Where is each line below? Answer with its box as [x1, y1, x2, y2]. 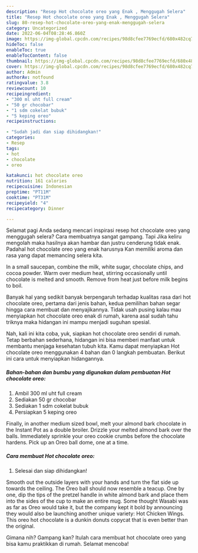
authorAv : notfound [6, 74, 54, 80]
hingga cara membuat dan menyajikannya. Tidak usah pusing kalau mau [6, 306, 181, 313]
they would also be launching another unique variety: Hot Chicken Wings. [6, 510, 184, 517]
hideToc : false [6, 42, 44, 48]
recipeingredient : [6, 91, 51, 97]
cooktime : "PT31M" [6, 194, 51, 201]
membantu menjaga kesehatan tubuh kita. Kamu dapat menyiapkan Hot [6, 343, 180, 350]
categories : [6, 135, 35, 140]
